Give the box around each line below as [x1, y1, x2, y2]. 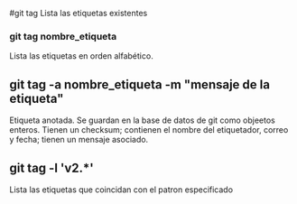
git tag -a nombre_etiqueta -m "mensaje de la [9, 77, 271, 92]
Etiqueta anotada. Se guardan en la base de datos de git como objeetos [9, 115, 275, 125]
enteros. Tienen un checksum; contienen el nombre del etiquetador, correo [9, 125, 289, 135]
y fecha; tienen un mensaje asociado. [9, 134, 149, 145]
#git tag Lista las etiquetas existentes [9, 8, 148, 18]
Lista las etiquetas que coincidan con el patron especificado [9, 184, 233, 195]
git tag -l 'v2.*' [9, 160, 95, 175]
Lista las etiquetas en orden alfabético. [9, 51, 153, 61]
